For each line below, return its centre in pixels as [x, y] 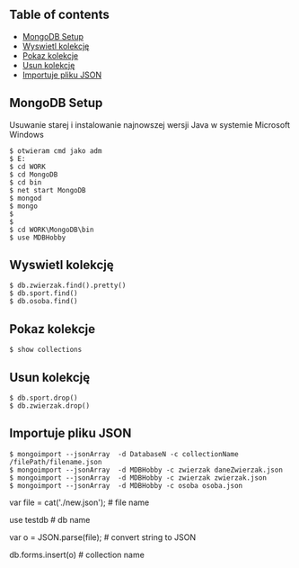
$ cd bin [26, 182]
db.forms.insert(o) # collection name [77, 554]
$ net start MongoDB [48, 190]
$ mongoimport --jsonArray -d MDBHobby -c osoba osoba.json [126, 485]
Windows [27, 134]
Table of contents [59, 15]
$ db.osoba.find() [44, 302]
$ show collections [46, 350]
